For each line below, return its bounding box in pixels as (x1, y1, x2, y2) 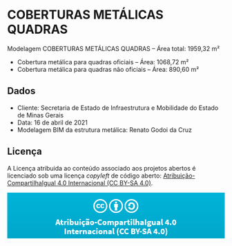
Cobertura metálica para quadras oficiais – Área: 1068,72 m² (17, 57, 189, 66)
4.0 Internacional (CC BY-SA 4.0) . (57, 178, 153, 187)
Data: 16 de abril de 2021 (17, 118, 88, 126)
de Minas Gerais (17, 111, 64, 119)
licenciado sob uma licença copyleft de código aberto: (7, 171, 162, 180)
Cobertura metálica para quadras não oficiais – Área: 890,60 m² (17, 65, 200, 73)
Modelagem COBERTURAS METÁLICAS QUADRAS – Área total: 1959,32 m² (7, 44, 220, 53)
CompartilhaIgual (7, 178, 57, 187)
